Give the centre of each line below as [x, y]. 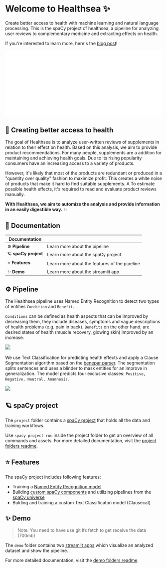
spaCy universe [28, 497]
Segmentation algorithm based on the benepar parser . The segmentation [80, 363]
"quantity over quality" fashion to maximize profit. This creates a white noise [83, 178]
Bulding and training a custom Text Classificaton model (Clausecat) [82, 502]
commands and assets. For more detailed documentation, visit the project [81, 440]
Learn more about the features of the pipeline [94, 263]
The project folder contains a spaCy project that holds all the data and [78, 420]
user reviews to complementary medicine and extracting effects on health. [82, 34]
